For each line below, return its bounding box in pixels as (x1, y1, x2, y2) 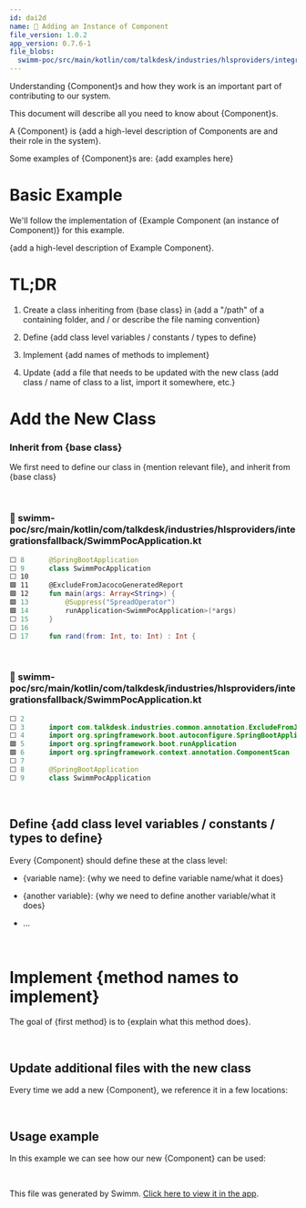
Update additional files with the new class (9, 1060, 252, 1076)
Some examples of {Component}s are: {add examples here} (9, 153, 234, 164)
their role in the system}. (9, 136, 102, 146)
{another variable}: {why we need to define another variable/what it (22, 890, 276, 901)
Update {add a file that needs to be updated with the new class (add (22, 366, 280, 378)
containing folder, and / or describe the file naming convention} (22, 313, 260, 324)
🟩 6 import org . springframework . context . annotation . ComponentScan (9, 748, 290, 757)
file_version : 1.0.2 (9, 30, 88, 39)
